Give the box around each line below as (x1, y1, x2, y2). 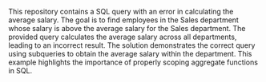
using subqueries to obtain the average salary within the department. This (8, 49, 252, 58)
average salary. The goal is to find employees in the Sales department (8, 15, 239, 25)
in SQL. (8, 66, 33, 75)
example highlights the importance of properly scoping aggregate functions (8, 57, 259, 67)
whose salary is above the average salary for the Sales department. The (8, 24, 246, 33)
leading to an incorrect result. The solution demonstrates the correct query (8, 41, 256, 50)
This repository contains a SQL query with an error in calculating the (8, 7, 234, 16)
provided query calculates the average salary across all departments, (8, 32, 237, 41)
